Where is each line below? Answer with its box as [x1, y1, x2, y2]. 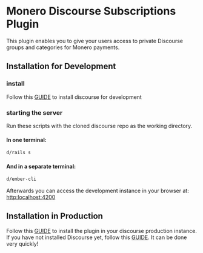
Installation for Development [6, 61, 116, 72]
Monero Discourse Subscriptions [6, 4, 176, 18]
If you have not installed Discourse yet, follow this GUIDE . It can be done [6, 234, 187, 241]
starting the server [6, 108, 63, 116]
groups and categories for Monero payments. [6, 44, 120, 51]
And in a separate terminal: [6, 163, 76, 170]
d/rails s [6, 150, 32, 156]
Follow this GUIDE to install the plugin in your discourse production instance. [6, 227, 197, 234]
